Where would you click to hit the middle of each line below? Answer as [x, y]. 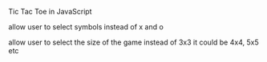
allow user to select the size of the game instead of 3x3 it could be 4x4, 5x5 [133, 42]
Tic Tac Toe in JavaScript [50, 12]
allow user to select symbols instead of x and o [86, 27]
